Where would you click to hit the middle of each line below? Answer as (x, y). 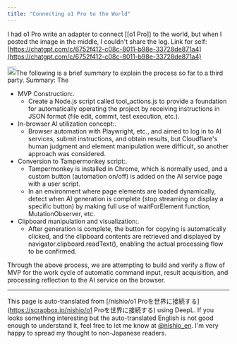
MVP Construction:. (46, 94)
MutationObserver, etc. (61, 214)
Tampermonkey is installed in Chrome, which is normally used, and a (128, 169)
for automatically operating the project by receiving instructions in (124, 109)
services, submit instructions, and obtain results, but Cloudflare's (123, 139)
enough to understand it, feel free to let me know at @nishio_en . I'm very (113, 326)
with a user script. (54, 184)
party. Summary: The (38, 80)
